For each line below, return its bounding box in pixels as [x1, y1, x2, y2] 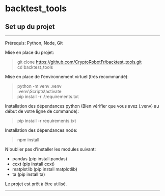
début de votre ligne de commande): [5, 108, 79, 114]
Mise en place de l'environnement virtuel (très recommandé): [5, 74, 129, 79]
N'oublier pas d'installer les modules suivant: [5, 147, 96, 152]
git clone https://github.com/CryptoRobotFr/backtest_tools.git [17, 59, 142, 65]
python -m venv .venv [17, 83, 62, 89]
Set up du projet [5, 23, 55, 31]
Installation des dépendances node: [5, 127, 78, 133]
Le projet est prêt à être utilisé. [5, 181, 67, 187]
